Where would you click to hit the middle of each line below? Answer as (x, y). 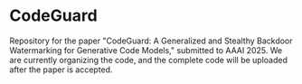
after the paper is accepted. (61, 70)
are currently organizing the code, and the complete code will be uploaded (148, 60)
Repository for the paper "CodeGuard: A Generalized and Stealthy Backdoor (151, 41)
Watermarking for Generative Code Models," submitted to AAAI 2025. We (146, 50)
